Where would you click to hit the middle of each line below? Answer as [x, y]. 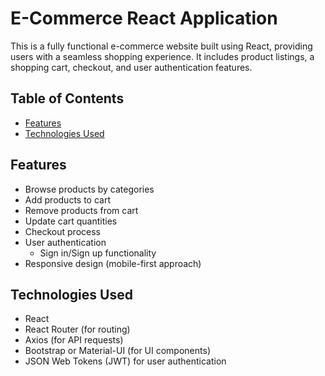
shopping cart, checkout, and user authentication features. [131, 67]
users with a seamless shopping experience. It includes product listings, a [162, 56]
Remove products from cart [81, 210]
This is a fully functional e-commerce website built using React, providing [161, 46]
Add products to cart [68, 199]
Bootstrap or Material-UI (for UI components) [117, 351]
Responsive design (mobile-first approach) [113, 263]
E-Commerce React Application [144, 18]
